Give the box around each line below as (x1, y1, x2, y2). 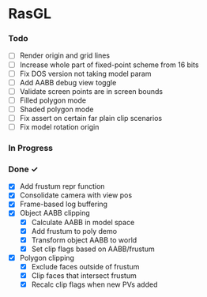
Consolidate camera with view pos (19, 190, 133, 200)
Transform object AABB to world (31, 235, 137, 245)
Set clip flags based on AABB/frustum (31, 244, 156, 254)
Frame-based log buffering (19, 199, 108, 209)
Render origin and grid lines (19, 51, 111, 60)
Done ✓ (8, 164, 39, 175)
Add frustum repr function (19, 182, 105, 191)
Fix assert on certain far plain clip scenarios (19, 113, 163, 122)
